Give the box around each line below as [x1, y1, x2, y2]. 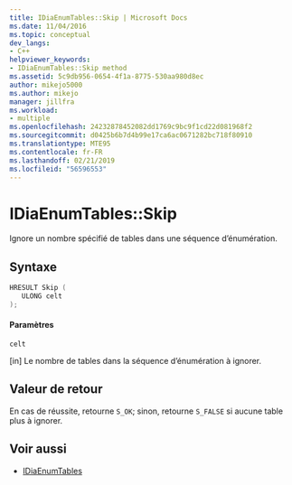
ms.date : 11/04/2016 [9, 22, 88, 31]
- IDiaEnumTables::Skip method [9, 64, 127, 73]
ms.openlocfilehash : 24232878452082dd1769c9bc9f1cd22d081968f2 [9, 123, 253, 132]
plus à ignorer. [9, 415, 63, 425]
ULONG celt [21, 292, 63, 301]
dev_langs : [9, 38, 51, 48]
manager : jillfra [9, 97, 75, 107]
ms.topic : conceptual [9, 30, 91, 39]
